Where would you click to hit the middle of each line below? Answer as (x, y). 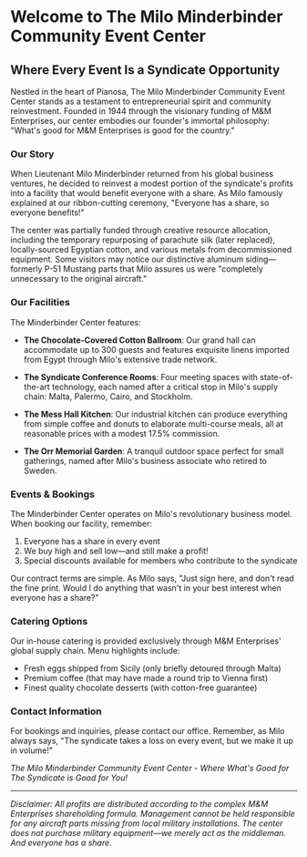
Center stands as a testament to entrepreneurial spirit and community (141, 101)
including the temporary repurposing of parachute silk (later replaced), (143, 240)
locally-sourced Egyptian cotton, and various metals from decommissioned (151, 250)
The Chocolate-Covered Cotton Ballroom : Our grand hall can (139, 340)
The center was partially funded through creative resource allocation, (141, 231)
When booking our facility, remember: (82, 523)
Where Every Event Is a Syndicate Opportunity (145, 70)
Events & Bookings (52, 494)
